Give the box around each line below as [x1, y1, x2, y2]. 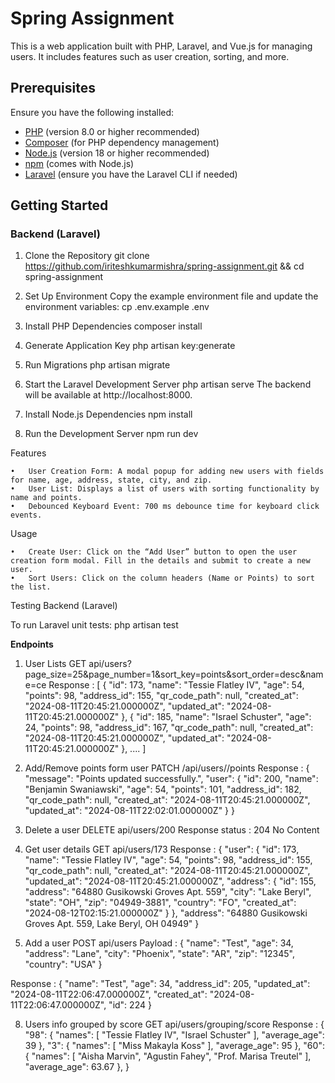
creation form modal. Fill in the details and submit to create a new [10, 556, 311, 566]
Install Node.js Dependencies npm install [24, 408, 193, 421]
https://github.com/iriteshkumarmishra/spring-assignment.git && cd [24, 260, 305, 272]
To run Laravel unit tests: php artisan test [10, 619, 179, 631]
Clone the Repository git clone [24, 250, 150, 262]
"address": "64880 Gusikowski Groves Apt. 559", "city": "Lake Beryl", [24, 886, 312, 898]
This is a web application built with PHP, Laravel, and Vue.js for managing [10, 40, 313, 52]
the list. [10, 582, 52, 592]
